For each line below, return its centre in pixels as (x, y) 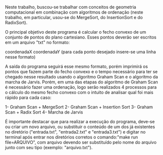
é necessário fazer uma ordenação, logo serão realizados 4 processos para (81, 87)
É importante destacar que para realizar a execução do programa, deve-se (80, 122)
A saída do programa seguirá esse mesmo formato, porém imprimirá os (77, 66)
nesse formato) (20, 57)
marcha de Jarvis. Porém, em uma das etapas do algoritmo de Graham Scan (81, 82)
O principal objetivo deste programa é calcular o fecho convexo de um (76, 32)
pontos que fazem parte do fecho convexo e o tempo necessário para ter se (81, 72)
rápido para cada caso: (28, 97)
